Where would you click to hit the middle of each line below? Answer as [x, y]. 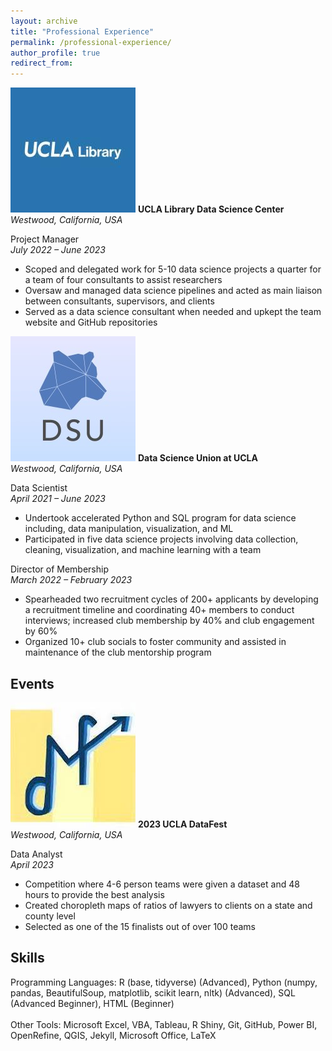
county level [50, 916]
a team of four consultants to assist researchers [123, 280]
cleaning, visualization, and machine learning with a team [143, 550]
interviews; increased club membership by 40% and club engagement [169, 621]
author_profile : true [55, 53]
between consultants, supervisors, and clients [119, 301]
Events [32, 683]
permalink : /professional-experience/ [91, 42]
